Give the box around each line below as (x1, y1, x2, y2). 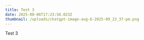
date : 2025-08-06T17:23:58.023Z (5, 12, 72, 17)
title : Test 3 (5, 7, 35, 12)
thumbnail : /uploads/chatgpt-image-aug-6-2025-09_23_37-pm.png (5, 16, 140, 21)
